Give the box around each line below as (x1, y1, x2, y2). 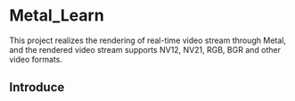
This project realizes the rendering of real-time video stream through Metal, (9, 35, 287, 46)
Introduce (9, 80, 65, 95)
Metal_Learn (9, 5, 104, 26)
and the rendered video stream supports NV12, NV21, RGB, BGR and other (9, 44, 281, 55)
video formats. (9, 54, 62, 64)
